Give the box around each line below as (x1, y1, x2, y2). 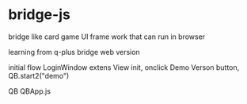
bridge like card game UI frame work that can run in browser (8, 32, 206, 41)
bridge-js (8, 6, 71, 24)
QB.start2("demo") (8, 71, 70, 80)
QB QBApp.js (8, 86, 51, 96)
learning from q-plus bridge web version (8, 47, 140, 56)
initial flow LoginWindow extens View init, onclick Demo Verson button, (8, 62, 240, 72)
